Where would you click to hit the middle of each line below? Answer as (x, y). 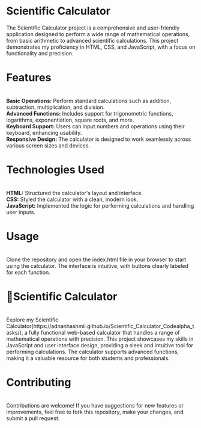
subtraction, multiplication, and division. (55, 107)
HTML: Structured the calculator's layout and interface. (74, 193)
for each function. (28, 272)
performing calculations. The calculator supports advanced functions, (92, 352)
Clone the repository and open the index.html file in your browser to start (96, 259)
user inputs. (21, 212)
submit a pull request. (33, 418)
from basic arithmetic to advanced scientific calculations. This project (92, 40)
